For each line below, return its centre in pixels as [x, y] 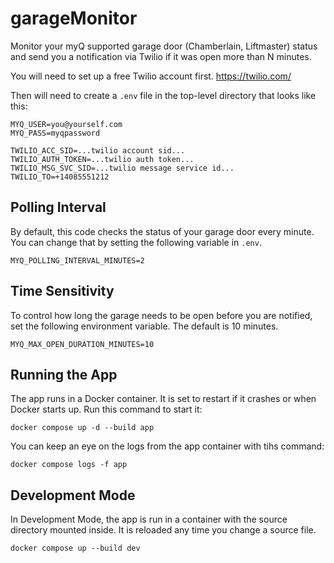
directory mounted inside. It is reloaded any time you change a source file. [163, 530]
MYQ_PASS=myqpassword [55, 133]
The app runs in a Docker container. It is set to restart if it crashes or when [163, 399]
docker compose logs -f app [69, 465]
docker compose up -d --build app [82, 428]
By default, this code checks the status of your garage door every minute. [162, 231]
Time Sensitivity [62, 291]
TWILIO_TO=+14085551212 [60, 177]
